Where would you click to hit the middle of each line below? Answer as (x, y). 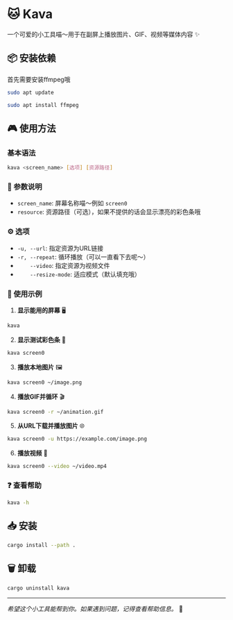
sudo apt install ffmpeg (43, 105)
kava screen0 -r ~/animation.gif (55, 412)
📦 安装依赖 (32, 58)
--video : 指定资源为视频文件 (70, 265)
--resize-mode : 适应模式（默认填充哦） (85, 274)
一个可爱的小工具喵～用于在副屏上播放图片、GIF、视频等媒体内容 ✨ (103, 34)
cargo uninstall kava (38, 588)
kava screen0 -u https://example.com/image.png (77, 439)
